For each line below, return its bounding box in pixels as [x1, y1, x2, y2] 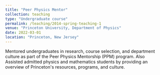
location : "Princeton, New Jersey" [5, 35, 79, 40]
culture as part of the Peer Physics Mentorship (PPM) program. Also [5, 53, 145, 59]
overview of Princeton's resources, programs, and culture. [5, 64, 126, 70]
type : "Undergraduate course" [5, 16, 68, 21]
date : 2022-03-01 [5, 30, 41, 35]
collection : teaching [5, 12, 50, 17]
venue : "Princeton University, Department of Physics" [5, 26, 122, 31]
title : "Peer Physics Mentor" [5, 7, 68, 12]
